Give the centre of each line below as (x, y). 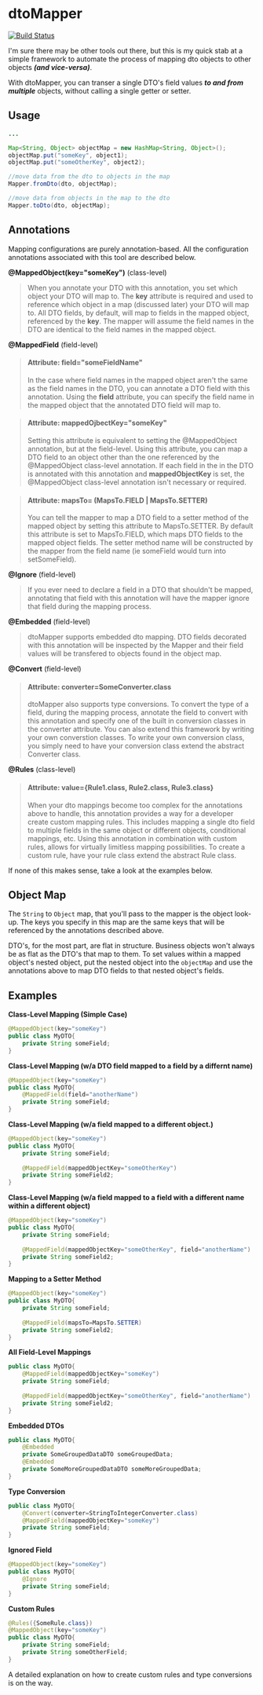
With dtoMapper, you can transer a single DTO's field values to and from (126, 82)
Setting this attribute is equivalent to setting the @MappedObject (132, 440)
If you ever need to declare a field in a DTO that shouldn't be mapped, (140, 590)
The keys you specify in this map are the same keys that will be (122, 922)
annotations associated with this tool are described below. (102, 257)
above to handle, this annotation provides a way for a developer (130, 813)
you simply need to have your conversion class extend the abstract (136, 746)
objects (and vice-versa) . (50, 67)
